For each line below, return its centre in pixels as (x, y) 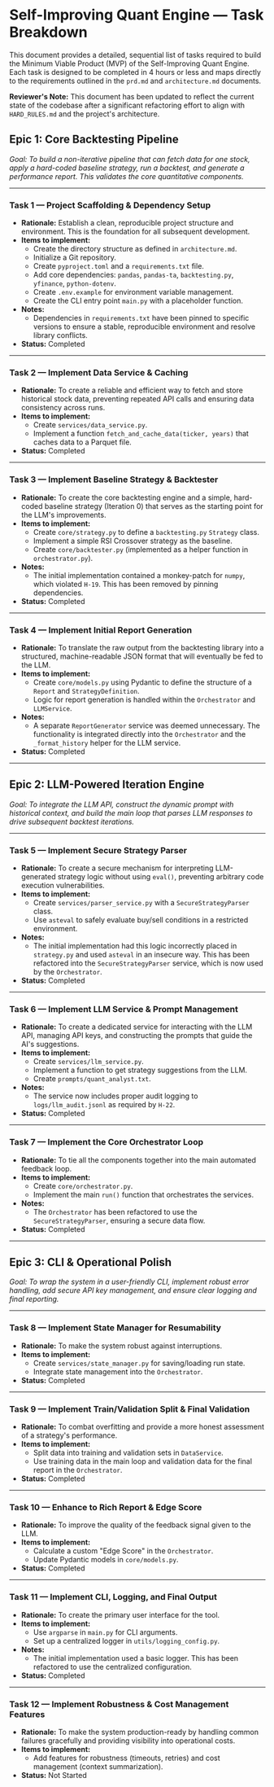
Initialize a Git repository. (74, 257)
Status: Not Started (54, 1775)
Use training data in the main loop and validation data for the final (143, 1461)
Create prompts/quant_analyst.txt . (92, 1079)
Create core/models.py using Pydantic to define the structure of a (143, 682)
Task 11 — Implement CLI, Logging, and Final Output (113, 1597)
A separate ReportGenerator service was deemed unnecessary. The (147, 725)
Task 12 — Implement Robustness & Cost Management (119, 1704)
